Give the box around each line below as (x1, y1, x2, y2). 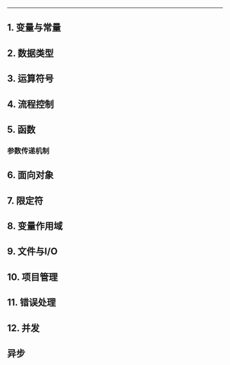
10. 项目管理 (7, 271, 58, 283)
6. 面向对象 (7, 169, 54, 181)
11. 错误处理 (7, 296, 56, 309)
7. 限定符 (7, 195, 43, 207)
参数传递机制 (7, 145, 50, 155)
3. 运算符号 (7, 73, 54, 84)
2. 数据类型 (7, 47, 54, 59)
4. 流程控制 (7, 98, 54, 110)
